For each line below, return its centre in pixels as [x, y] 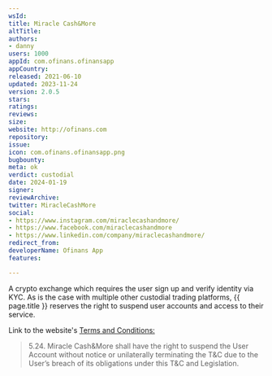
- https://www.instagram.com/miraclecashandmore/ [94, 221]
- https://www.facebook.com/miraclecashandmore [91, 228]
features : [25, 258]
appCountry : [28, 69]
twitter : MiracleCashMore [52, 205]
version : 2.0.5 [34, 92]
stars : [19, 99]
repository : [28, 137]
